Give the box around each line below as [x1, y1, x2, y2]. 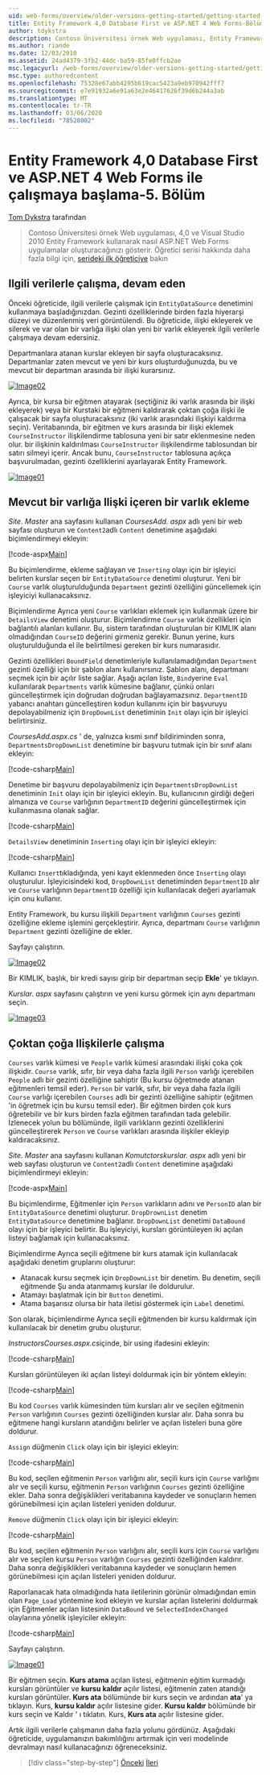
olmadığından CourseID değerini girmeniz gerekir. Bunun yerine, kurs [8, 632, 235, 641]
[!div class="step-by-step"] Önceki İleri [27, 1758, 158, 1768]
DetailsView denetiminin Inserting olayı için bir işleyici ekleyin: [8, 837, 217, 847]
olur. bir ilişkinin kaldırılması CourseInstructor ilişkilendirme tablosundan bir [8, 439, 258, 449]
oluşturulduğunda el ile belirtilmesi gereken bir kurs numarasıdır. [8, 641, 221, 650]
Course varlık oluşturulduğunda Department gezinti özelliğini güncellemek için [8, 582, 261, 592]
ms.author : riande [8, 42, 70, 50]
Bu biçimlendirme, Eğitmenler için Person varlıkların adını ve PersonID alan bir [8, 1199, 262, 1209]
